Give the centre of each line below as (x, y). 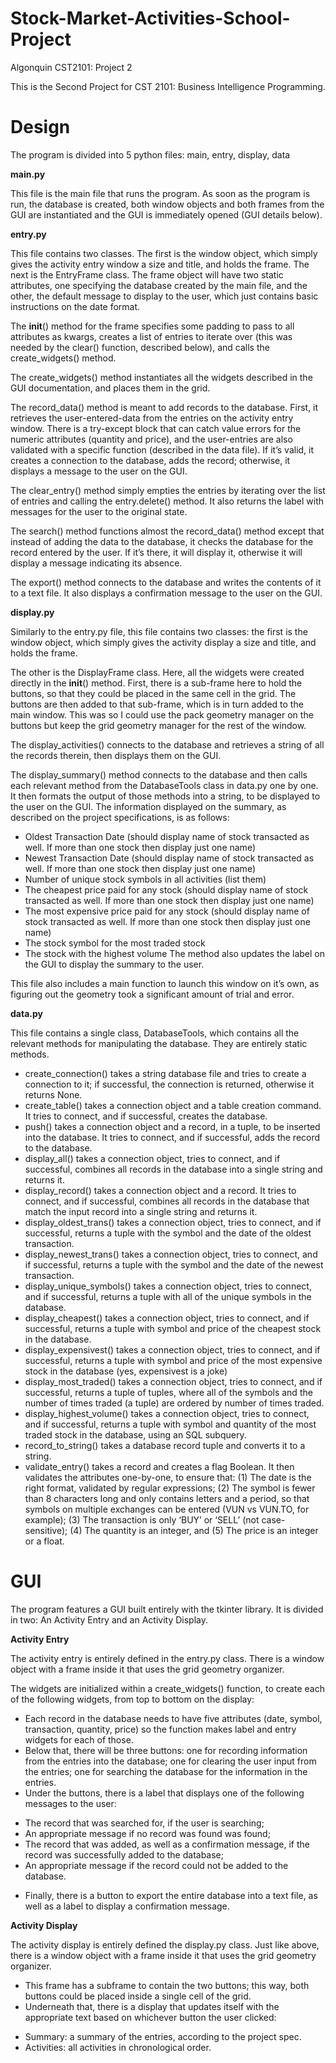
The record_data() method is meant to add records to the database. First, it (164, 407)
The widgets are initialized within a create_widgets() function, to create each (167, 1688)
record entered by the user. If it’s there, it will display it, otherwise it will (156, 552)
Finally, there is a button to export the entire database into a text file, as (171, 1895)
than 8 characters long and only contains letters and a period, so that (167, 1498)
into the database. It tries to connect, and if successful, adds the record (172, 1137)
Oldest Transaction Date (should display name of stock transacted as (167, 836)
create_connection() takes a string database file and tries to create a (165, 1073)
